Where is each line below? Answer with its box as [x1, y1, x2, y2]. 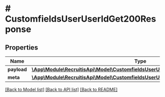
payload [7, 66, 27, 73]
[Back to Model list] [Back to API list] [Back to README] [5, 87, 118, 92]
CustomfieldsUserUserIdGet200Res [5, 13, 156, 24]
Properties [5, 43, 38, 51]
